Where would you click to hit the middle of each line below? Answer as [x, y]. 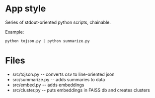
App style [26, 9]
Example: [15, 32]
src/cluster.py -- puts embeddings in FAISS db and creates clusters [81, 90]
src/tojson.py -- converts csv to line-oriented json [63, 74]
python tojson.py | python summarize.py [48, 41]
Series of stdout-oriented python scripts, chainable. [58, 22]
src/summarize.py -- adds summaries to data [59, 79]
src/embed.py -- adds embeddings [48, 85]
